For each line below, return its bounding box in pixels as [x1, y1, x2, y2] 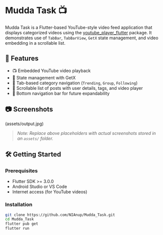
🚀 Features [5, 54, 39, 63]
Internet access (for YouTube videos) [12, 189, 87, 195]
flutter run [5, 226, 29, 231]
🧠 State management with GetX [12, 75, 76, 80]
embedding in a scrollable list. [5, 40, 66, 46]
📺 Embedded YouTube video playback [12, 68, 91, 74]
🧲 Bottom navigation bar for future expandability [12, 90, 110, 96]
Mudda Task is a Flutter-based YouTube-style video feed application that [5, 24, 153, 30]
